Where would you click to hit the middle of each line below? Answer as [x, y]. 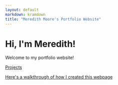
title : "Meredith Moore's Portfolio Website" [53, 19]
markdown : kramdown [25, 14]
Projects [14, 67]
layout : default [22, 10]
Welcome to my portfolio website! [40, 57]
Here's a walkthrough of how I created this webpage [59, 77]
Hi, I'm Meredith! [40, 44]
